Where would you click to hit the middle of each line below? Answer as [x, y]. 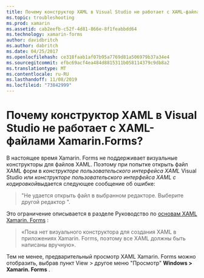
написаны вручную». [48, 245]
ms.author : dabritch [32, 46]
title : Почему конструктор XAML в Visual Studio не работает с [88, 12]
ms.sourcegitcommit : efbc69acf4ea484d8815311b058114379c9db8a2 [88, 63]
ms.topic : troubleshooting [40, 18]
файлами [31, 141]
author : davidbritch [32, 40]
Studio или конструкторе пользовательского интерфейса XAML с [91, 177]
